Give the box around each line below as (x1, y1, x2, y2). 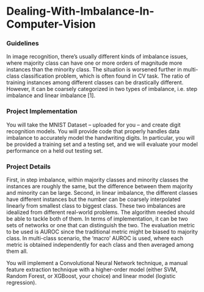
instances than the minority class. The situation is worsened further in (6, 66, 182, 73)
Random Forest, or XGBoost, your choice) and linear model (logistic (6, 272, 176, 280)
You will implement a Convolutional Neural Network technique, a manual (6, 260, 188, 267)
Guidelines (6, 39, 39, 48)
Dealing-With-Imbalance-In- (6, 4, 155, 18)
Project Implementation (6, 107, 78, 115)
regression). (6, 279, 37, 287)
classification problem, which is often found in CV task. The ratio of (20, 72, 191, 80)
